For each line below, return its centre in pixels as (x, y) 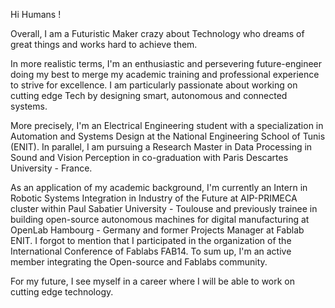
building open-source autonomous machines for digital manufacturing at (160, 219)
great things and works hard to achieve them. (104, 44)
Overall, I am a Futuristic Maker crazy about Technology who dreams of (157, 33)
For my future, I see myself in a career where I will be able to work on (153, 281)
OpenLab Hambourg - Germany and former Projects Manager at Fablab (157, 230)
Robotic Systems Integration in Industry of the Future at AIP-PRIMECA (154, 198)
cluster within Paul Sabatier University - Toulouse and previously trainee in (164, 208)
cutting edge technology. (62, 292)
